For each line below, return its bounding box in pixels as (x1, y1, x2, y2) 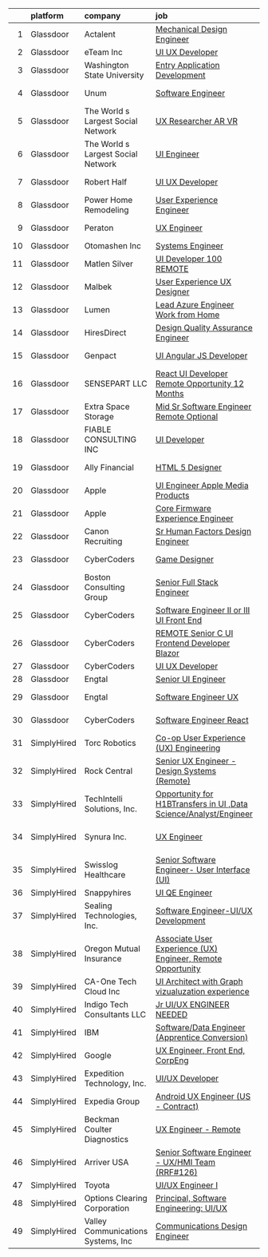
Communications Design (155, 1221, 248, 1231)
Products (155, 490, 190, 501)
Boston (84, 572, 112, 582)
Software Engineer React (155, 715, 249, 725)
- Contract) (155, 1101, 199, 1112)
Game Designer (155, 554, 214, 565)
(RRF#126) (155, 1167, 198, 1177)
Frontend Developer (155, 638, 231, 648)
